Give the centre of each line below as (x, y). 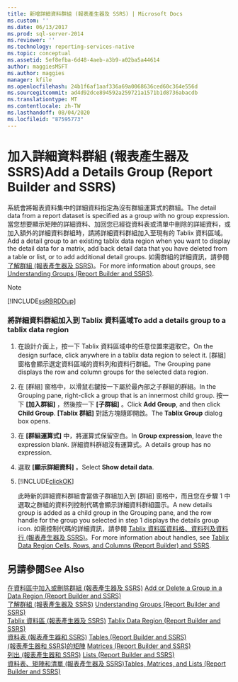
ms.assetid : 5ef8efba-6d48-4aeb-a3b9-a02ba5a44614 (84, 60)
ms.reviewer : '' (31, 40)
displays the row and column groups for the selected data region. (113, 372)
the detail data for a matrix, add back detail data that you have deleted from (118, 248)
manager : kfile (30, 80)
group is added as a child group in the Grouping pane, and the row (115, 512)
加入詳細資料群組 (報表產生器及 (98, 156)
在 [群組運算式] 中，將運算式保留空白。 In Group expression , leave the (120, 436)
